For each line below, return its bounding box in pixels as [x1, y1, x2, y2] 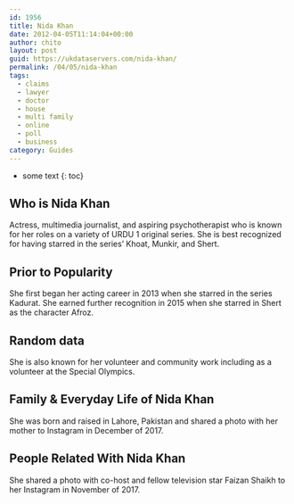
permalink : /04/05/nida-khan [9, 63, 118, 72]
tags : [9, 71, 29, 80]
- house [17, 104, 46, 113]
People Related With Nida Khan [9, 451, 186, 467]
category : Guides [9, 145, 74, 154]
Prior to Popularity [9, 264, 113, 279]
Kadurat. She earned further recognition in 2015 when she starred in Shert [9, 298, 282, 309]
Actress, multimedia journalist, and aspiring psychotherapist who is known [9, 219, 282, 230]
